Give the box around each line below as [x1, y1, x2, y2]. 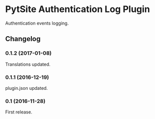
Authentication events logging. [5, 20, 69, 26]
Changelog [5, 35, 41, 43]
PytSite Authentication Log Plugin [5, 4, 150, 15]
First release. [5, 109, 33, 115]
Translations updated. [5, 61, 50, 67]
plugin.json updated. [5, 85, 48, 91]
